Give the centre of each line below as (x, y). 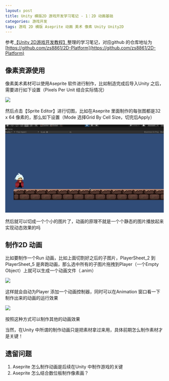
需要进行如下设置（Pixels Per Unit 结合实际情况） (56, 90)
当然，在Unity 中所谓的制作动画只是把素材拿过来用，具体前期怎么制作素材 (82, 330)
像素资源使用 (25, 70)
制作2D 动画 (24, 245)
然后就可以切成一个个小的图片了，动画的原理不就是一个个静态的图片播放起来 (84, 221)
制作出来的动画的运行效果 (32, 298)
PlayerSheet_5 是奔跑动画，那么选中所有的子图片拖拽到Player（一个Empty (82, 264)
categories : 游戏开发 (26, 21)
